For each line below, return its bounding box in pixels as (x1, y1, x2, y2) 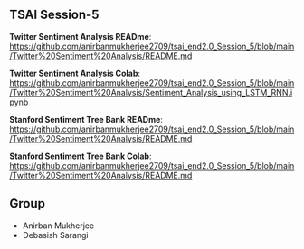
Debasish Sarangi (22, 229, 89, 240)
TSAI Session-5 (9, 7, 100, 23)
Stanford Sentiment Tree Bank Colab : (9, 151, 152, 161)
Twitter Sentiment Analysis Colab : (9, 68, 141, 78)
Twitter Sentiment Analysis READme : (9, 31, 152, 41)
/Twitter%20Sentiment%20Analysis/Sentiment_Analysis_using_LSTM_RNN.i (9, 87, 293, 97)
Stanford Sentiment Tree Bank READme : (9, 114, 163, 124)
